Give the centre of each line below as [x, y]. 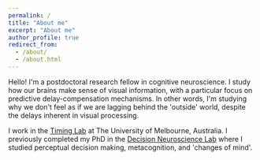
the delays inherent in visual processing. [74, 115]
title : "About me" [38, 23]
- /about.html [38, 60]
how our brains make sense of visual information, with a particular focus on [130, 90]
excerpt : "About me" [42, 30]
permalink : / [30, 15]
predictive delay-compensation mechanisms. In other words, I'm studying [127, 99]
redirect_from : [33, 45]
